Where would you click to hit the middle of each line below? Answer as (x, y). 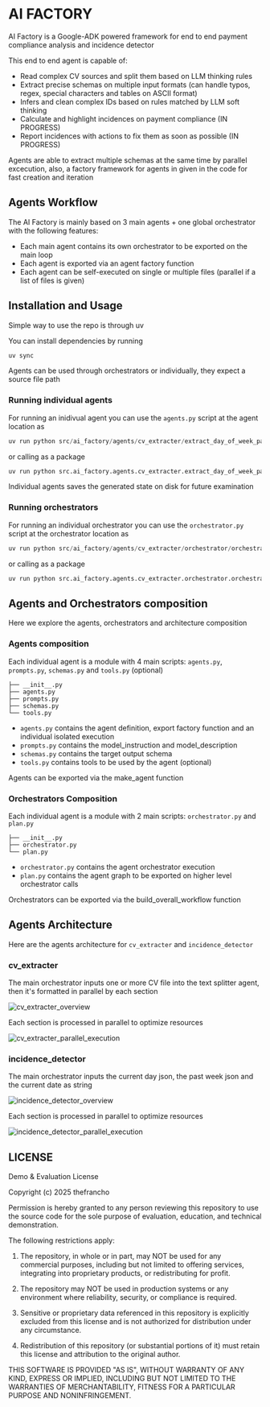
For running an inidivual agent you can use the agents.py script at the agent (133, 418)
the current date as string (50, 1085)
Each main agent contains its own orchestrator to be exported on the (133, 246)
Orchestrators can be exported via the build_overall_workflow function (125, 900)
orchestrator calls (49, 884)
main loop (37, 255)
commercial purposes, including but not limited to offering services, (132, 1264)
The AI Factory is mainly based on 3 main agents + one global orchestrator (132, 221)
